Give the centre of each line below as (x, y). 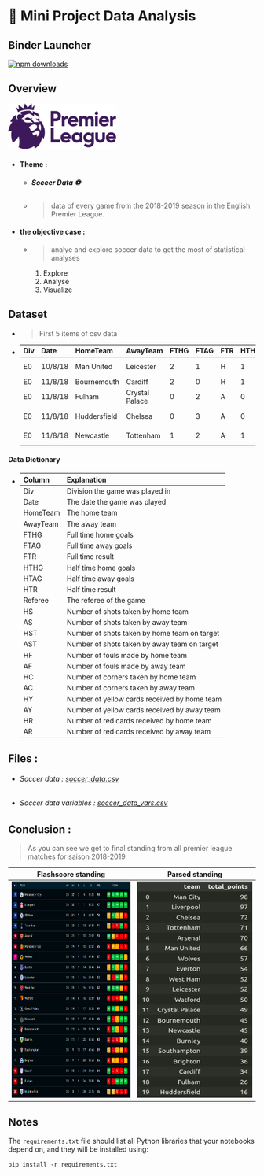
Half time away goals (101, 579)
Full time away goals (99, 545)
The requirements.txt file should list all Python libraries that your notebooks (132, 1141)
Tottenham (143, 435)
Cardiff (137, 382)
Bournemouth (97, 382)
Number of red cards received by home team (139, 721)
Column (36, 479)
